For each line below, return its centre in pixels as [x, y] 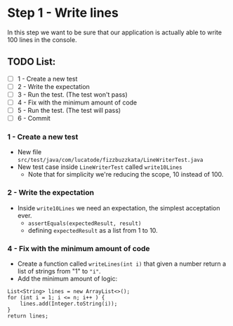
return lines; [28, 316]
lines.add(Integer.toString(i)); [69, 304]
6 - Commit [34, 118]
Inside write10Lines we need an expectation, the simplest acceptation [119, 208]
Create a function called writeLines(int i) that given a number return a [122, 264]
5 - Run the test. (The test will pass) [69, 110]
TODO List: [32, 62]
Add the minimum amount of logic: [67, 279]
